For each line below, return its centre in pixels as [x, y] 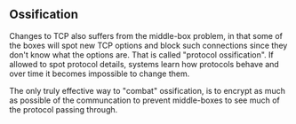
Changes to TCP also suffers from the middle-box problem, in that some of [146, 35]
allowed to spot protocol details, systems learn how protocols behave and [144, 64]
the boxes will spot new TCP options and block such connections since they [148, 45]
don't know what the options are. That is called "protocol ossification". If [141, 54]
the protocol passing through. [64, 109]
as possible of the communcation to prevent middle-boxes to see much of [144, 100]
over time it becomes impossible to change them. [100, 74]
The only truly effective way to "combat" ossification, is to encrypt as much [148, 90]
